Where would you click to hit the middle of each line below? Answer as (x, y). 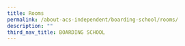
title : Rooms (26, 13)
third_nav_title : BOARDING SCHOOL (56, 32)
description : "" (30, 26)
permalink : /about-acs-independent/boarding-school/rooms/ (93, 20)
